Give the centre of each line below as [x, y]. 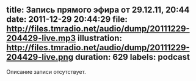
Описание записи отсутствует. [46, 71]
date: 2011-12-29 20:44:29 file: [67, 20]
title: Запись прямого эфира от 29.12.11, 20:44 [98, 10]
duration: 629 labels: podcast [133, 57]
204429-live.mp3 [41, 38]
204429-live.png [40, 57]
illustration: [100, 38]
